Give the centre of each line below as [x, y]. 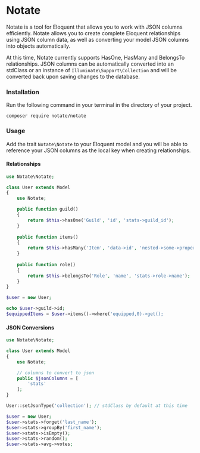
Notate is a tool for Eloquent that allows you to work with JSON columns [94, 27]
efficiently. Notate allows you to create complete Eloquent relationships [93, 33]
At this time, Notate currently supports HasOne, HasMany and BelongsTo [96, 57]
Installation [23, 92]
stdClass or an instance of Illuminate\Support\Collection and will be [92, 70]
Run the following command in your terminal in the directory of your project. [99, 105]
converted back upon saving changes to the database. [73, 76]
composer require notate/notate [46, 116]
